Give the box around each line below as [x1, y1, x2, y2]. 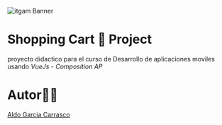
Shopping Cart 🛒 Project [7, 32, 152, 47]
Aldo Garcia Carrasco [7, 110, 70, 119]
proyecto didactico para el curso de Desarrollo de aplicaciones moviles [7, 54, 215, 63]
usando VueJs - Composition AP [7, 62, 103, 71]
